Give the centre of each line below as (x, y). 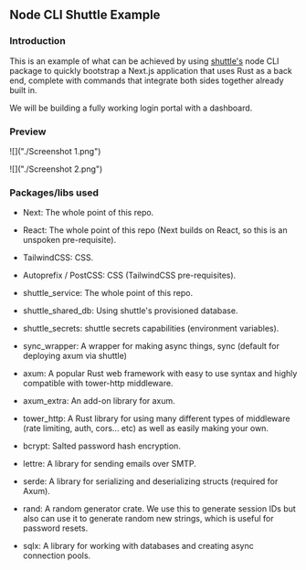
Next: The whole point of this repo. (88, 213)
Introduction (37, 41)
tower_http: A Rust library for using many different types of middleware (156, 418)
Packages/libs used (54, 193)
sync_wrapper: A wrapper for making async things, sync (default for (151, 346)
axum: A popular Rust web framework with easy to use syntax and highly (160, 374)
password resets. (55, 528)
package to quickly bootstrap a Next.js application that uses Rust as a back (151, 70)
